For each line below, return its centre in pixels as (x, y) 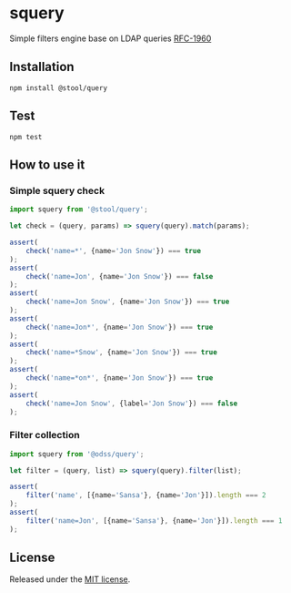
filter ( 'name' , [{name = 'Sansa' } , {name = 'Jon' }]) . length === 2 (146, 496)
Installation (42, 67)
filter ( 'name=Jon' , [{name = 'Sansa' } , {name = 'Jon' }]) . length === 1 (154, 521)
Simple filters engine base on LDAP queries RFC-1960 (110, 38)
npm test (26, 137)
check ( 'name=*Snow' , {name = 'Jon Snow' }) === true (122, 353)
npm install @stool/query (58, 88)
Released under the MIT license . (70, 579)
